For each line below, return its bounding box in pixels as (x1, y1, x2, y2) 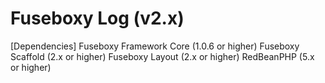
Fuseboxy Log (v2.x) (10, 7, 185, 30)
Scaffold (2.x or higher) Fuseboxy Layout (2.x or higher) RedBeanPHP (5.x (10, 50, 315, 62)
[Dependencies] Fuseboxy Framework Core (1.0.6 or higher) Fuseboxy (10, 40, 300, 52)
